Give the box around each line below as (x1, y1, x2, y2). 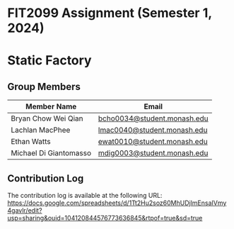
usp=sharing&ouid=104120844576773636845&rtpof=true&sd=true (7, 214, 203, 222)
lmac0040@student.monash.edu (98, 125, 208, 135)
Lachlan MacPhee (11, 125, 71, 135)
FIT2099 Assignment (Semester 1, (7, 5, 212, 21)
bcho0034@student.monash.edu (98, 113, 209, 123)
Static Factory (7, 52, 92, 69)
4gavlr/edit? (7, 206, 42, 214)
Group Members (7, 80, 81, 93)
